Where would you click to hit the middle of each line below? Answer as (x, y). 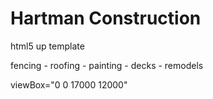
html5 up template (47, 46)
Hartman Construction (106, 18)
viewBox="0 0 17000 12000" (69, 84)
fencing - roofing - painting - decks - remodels (107, 65)
